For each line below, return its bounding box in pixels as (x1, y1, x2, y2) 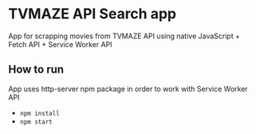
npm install (19, 109, 60, 117)
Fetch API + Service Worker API (8, 39, 113, 49)
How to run (8, 63, 65, 77)
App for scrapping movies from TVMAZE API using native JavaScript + (8, 31, 241, 41)
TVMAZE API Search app (8, 5, 177, 23)
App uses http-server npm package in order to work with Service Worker (8, 84, 249, 93)
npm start (19, 117, 53, 126)
